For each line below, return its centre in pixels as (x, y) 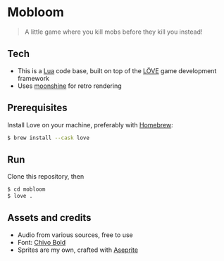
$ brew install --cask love (49, 138)
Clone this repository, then (46, 177)
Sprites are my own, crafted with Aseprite (78, 250)
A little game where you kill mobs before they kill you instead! (113, 32)
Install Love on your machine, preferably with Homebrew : (91, 125)
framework (33, 78)
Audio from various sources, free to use (75, 235)
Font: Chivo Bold (42, 242)
